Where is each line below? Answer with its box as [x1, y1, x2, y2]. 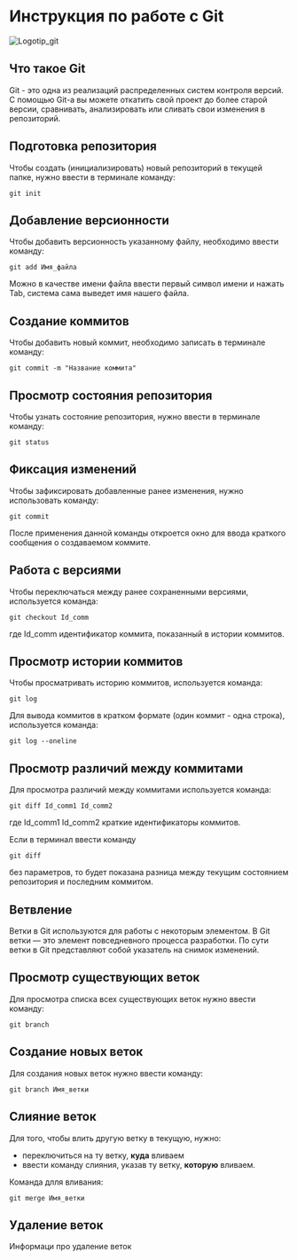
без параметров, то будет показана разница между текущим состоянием [9, 867, 289, 878]
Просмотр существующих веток [9, 970, 200, 985]
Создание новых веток [9, 1045, 144, 1060]
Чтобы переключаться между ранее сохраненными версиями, [9, 586, 249, 597]
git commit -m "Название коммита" [9, 364, 137, 373]
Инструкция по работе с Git [9, 6, 224, 27]
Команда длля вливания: [9, 1177, 104, 1187]
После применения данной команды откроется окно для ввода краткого [9, 528, 286, 538]
